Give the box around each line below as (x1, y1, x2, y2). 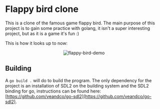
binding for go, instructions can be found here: (5, 88, 101, 94)
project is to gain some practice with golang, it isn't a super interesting (5, 25, 150, 31)
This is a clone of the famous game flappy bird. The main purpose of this (5, 20, 155, 26)
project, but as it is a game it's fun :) (5, 30, 79, 36)
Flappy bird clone (5, 3, 79, 15)
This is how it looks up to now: (5, 40, 68, 46)
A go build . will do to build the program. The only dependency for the (5, 77, 152, 83)
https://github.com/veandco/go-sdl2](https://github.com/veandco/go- (6, 93, 152, 99)
